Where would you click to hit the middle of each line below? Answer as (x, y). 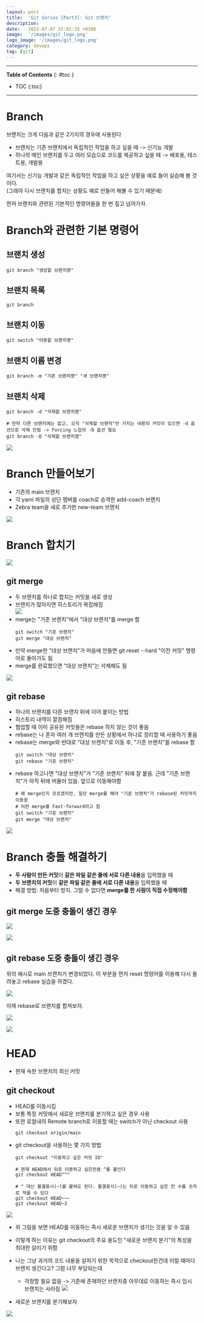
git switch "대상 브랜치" (45, 755)
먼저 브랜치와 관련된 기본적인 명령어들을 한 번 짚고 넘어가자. (77, 203)
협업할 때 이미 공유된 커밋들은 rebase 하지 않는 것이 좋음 (82, 727)
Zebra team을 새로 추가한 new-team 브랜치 (67, 507)
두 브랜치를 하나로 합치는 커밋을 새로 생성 (64, 596)
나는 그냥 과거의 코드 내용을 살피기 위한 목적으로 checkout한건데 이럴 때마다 (105, 1260)
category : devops (28, 46)
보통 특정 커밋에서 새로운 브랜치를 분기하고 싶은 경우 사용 (82, 1114)
